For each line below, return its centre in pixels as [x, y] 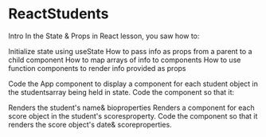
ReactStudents [59, 14]
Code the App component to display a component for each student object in [133, 84]
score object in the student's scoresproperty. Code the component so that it [133, 115]
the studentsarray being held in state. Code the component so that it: [121, 92]
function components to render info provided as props [97, 68]
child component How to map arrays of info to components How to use [125, 60]
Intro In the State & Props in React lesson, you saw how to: [104, 36]
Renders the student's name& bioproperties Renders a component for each [131, 108]
